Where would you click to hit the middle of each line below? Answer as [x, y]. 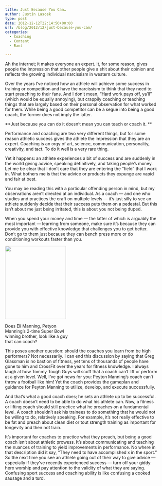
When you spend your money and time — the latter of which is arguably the [81, 218]
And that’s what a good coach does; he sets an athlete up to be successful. [81, 396]
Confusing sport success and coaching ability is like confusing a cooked [78, 473]
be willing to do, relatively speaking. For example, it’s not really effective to [80, 417]
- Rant [16, 46]
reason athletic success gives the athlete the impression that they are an [78, 139]
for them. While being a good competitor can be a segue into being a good [80, 109]
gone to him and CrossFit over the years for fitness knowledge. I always [77, 366]
